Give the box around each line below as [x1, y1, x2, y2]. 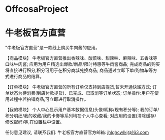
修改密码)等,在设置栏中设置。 [5, 119, 65, 125]
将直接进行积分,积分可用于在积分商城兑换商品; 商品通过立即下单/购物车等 [5, 67, 153, 73]
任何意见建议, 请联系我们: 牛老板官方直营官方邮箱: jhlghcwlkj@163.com [5, 129, 149, 136]
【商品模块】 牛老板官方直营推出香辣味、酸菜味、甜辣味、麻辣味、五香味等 [5, 55, 158, 61]
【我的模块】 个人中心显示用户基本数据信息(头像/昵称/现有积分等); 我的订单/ [5, 107, 159, 112]
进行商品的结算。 [9, 74, 44, 80]
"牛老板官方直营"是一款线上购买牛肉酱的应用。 [5, 45, 100, 51]
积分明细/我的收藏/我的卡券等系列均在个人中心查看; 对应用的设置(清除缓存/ [5, 113, 157, 119]
